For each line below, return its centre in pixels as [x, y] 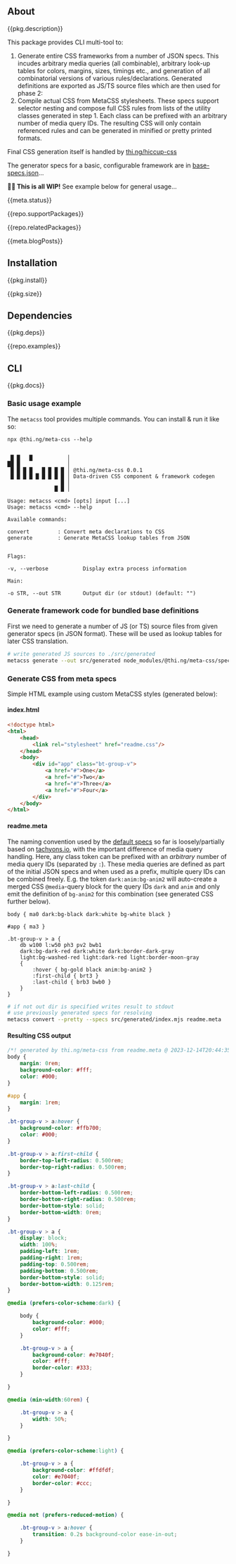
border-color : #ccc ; [63, 1483]
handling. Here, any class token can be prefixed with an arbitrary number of [117, 856]
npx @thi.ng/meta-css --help [50, 439]
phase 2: [30, 93]
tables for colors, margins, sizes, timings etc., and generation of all [114, 70]
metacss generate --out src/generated [64, 661]
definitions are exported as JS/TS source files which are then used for [119, 85]
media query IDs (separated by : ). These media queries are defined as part [116, 864]
